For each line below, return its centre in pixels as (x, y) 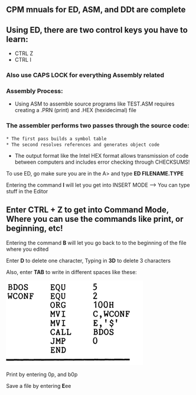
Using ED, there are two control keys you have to (97, 30)
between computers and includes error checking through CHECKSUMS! (102, 162)
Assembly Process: (35, 91)
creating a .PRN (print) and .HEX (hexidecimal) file (76, 110)
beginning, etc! (35, 229)
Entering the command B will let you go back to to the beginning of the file (97, 243)
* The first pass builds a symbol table (57, 139)
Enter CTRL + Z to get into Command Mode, (88, 210)
